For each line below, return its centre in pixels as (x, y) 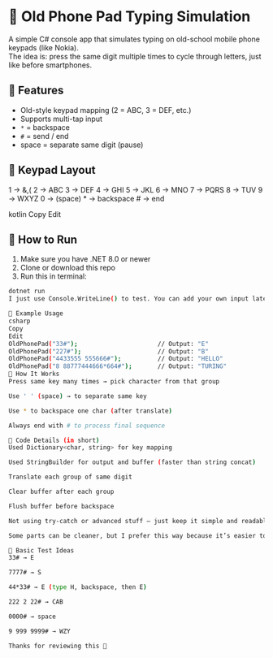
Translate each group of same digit (70, 477)
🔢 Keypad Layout (52, 170)
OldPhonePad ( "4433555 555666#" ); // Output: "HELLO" (116, 359)
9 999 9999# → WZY (39, 631)
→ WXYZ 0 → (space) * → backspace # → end (87, 198)
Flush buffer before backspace (61, 506)
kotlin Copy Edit (35, 214)
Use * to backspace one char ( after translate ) (91, 411)
